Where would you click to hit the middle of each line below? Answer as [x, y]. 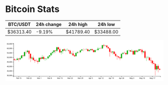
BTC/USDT [20, 24]
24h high [78, 24]
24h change [49, 24]
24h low [106, 24]
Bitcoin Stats [32, 9]
